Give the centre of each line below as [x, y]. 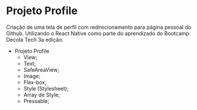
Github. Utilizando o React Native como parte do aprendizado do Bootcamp [98, 33]
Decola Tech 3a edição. [35, 39]
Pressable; [36, 101]
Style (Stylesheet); [46, 88]
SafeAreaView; [41, 69]
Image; [32, 76]
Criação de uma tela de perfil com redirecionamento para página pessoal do [99, 27]
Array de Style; [42, 95]
